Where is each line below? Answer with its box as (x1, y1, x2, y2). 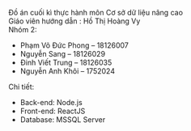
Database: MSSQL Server (19, 115, 106, 125)
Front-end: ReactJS (19, 106, 86, 116)
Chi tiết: (8, 82, 35, 91)
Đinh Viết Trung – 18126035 (19, 57, 112, 67)
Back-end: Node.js (19, 98, 83, 107)
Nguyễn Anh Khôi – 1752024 (19, 66, 116, 76)
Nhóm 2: (8, 25, 37, 34)
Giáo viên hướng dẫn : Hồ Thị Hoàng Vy (8, 16, 141, 26)
